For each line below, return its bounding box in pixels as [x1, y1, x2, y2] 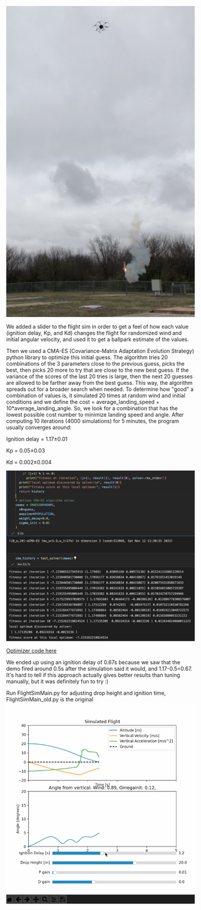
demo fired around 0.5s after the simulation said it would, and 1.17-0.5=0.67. [6, 665, 193, 672]
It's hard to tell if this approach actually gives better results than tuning [6, 671, 181, 679]
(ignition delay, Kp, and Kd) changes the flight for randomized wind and [6, 329, 182, 336]
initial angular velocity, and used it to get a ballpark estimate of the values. [6, 336, 190, 343]
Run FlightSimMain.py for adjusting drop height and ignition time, [6, 689, 166, 697]
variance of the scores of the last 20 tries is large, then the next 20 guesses [6, 372, 193, 380]
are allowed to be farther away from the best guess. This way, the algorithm [6, 379, 193, 386]
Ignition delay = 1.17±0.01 [6, 435, 68, 442]
